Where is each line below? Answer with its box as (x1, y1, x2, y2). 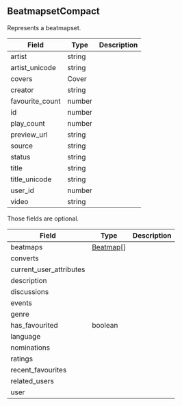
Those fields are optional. (7, 214, 79, 223)
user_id (10, 185, 34, 195)
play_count (10, 118, 46, 128)
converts (10, 253, 39, 263)
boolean (92, 320, 118, 330)
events (10, 298, 32, 308)
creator (10, 85, 34, 95)
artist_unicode (10, 63, 56, 72)
